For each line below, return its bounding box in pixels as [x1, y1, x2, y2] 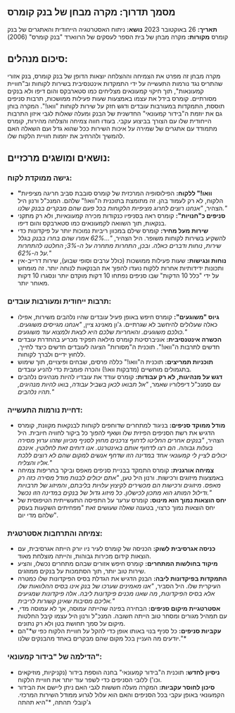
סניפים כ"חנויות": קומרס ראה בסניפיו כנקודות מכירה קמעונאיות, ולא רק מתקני [17, 211, 226, 220]
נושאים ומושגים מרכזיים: [7, 152, 110, 164]
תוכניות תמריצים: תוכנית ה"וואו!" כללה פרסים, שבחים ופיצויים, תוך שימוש [17, 357, 213, 366]
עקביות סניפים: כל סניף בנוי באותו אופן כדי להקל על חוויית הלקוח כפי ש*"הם [17, 627, 222, 635]
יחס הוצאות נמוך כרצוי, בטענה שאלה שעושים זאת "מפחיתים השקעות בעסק [17, 503, 216, 512]
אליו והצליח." [17, 458, 53, 466]
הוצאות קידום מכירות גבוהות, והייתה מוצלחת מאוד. [17, 552, 151, 560]
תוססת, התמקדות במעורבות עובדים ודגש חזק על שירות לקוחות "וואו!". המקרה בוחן [7, 101, 225, 110]
